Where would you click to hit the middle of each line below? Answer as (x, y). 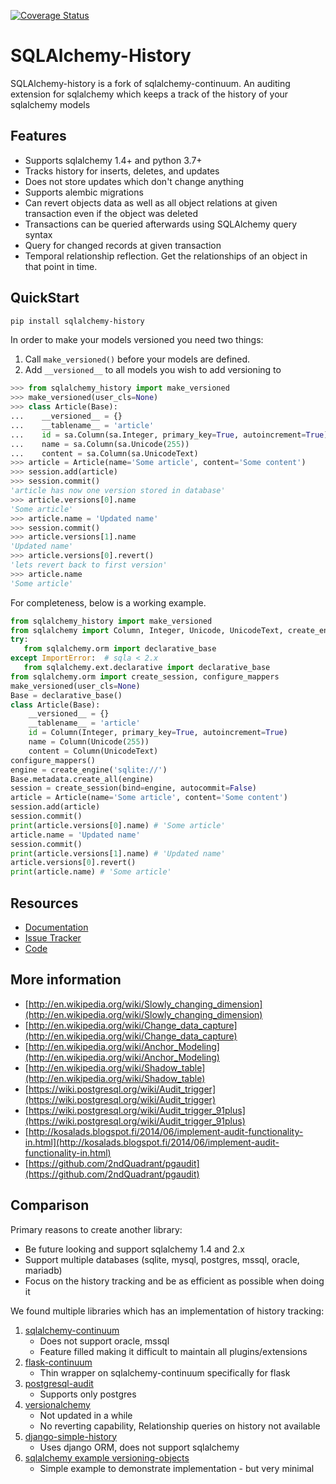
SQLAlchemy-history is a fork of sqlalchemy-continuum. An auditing (150, 83)
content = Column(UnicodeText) (93, 751)
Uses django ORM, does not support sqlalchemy (139, 1447)
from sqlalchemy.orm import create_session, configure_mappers (145, 676)
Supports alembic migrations (84, 192)
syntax (38, 234)
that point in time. (61, 266)
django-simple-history (71, 1436)
